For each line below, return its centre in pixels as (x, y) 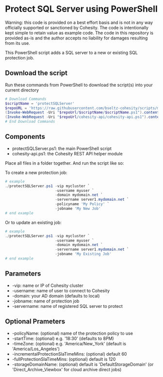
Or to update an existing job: (33, 222)
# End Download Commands (30, 122)
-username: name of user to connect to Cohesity (61, 290)
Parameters (23, 274)
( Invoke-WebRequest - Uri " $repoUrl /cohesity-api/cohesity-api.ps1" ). (77, 117)
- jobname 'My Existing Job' (83, 254)
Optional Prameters (35, 322)
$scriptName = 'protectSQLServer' (40, 103)
